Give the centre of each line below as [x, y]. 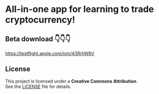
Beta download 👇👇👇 [38, 39]
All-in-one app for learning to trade [79, 9]
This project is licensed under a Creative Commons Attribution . [71, 81]
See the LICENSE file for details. [38, 86]
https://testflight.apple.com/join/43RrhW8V [50, 53]
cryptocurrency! [40, 20]
